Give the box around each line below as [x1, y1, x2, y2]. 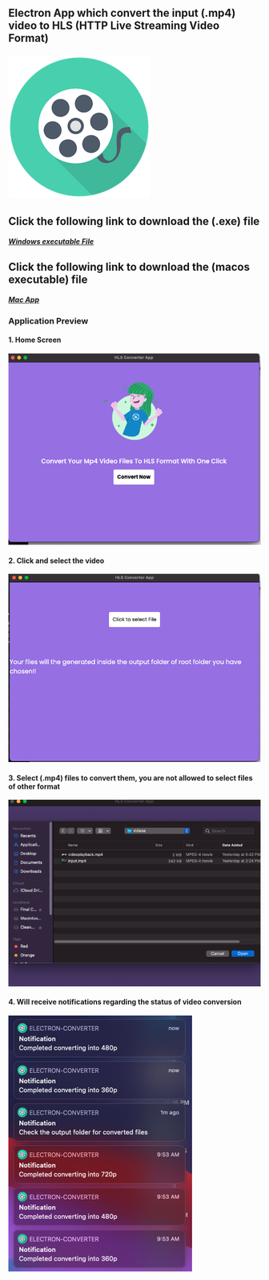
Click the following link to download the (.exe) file [8, 214, 260, 228]
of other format [8, 781, 60, 791]
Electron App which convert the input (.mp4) [8, 6, 236, 20]
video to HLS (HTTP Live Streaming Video [8, 19, 220, 33]
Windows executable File [8, 237, 94, 247]
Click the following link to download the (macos [8, 260, 251, 274]
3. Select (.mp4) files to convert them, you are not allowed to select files [8, 772, 253, 782]
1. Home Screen [8, 335, 62, 344]
